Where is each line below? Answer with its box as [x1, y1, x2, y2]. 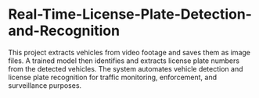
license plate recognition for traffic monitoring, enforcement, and [8, 72, 218, 82]
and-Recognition [8, 22, 120, 40]
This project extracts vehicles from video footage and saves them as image [8, 47, 250, 57]
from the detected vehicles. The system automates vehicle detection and [8, 64, 243, 73]
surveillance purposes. [8, 80, 82, 90]
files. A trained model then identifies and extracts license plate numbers [8, 56, 240, 65]
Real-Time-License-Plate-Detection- [8, 5, 253, 23]
